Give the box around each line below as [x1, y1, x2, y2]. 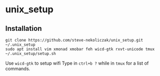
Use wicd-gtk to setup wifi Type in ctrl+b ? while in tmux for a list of [5, 60, 149, 66]
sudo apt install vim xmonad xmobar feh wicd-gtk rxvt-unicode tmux [5, 47, 155, 52]
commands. [5, 66, 31, 71]
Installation [5, 24, 42, 33]
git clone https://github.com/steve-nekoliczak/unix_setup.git [5, 37, 144, 43]
